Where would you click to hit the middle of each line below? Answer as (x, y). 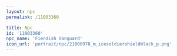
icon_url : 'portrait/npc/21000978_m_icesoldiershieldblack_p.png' (89, 44)
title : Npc (19, 28)
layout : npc (21, 11)
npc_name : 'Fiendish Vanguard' (44, 39)
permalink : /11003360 (33, 17)
